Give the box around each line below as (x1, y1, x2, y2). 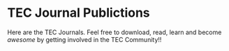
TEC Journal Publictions (7, 5, 150, 21)
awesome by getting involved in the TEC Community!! (7, 35, 162, 43)
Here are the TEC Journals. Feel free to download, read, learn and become (7, 28, 222, 36)
